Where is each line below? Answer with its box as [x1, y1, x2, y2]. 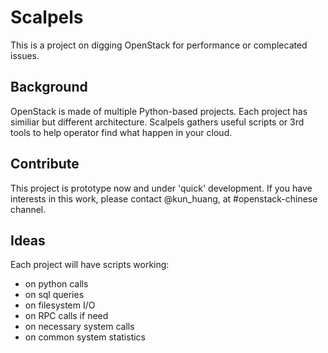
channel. [10, 203, 47, 215]
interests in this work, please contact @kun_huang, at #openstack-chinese [10, 192, 318, 205]
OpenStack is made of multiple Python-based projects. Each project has [10, 105, 308, 117]
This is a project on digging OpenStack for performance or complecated [10, 39, 308, 51]
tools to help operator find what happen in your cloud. [10, 126, 233, 138]
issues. [10, 49, 40, 61]
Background [10, 79, 88, 96]
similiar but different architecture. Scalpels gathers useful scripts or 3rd [10, 116, 305, 128]
